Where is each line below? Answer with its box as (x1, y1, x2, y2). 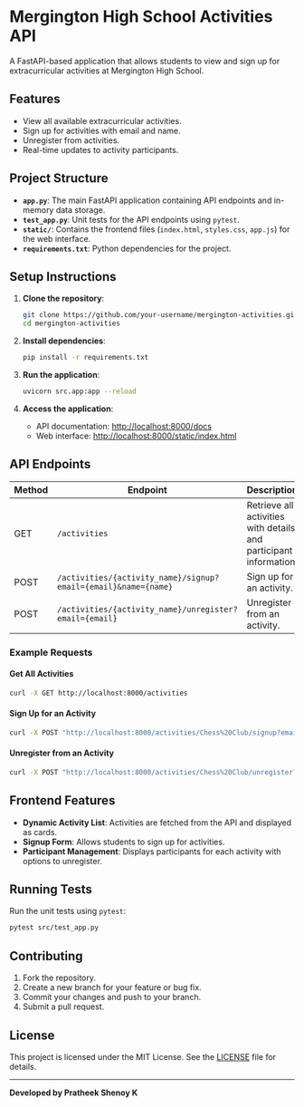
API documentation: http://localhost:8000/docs (35, 420, 213, 431)
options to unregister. (22, 855, 102, 866)
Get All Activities (9, 669, 74, 679)
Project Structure (9, 170, 109, 187)
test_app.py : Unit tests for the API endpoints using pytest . (22, 214, 240, 225)
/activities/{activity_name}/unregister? (57, 604, 238, 614)
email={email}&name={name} (57, 582, 174, 592)
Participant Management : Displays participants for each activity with (22, 845, 282, 857)
